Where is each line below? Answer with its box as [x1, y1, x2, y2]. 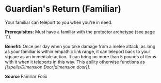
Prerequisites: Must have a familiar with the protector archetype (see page [5, 29, 155, 34]
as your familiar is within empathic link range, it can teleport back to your [5, 49, 150, 54]
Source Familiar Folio [5, 73, 48, 79]
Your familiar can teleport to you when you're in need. [5, 19, 113, 25]
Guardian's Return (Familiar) [5, 3, 121, 15]
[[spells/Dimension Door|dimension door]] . [5, 64, 91, 70]
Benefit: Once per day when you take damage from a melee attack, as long [5, 43, 156, 49]
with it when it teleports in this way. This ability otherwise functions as [5, 59, 145, 65]
